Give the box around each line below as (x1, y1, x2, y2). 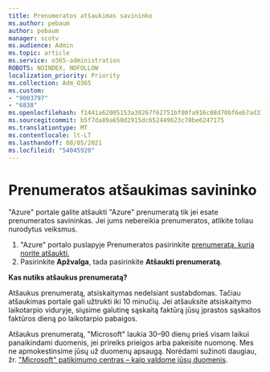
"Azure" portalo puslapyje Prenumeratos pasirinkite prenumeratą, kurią (19, 240, 255, 250)
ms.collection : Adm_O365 (8, 79, 92, 87)
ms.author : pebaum (8, 19, 70, 27)
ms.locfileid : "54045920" (8, 146, 95, 154)
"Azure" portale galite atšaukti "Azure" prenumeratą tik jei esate (8, 207, 219, 217)
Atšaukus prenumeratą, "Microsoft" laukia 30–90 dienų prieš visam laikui (8, 329, 250, 339)
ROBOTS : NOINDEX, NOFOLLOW (8, 64, 99, 72)
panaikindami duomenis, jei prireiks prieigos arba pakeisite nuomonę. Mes (8, 338, 255, 348)
